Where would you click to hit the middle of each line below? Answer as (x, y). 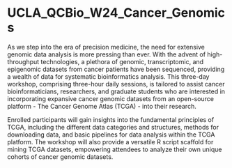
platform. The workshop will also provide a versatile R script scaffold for (110, 142)
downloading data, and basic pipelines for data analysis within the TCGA (111, 135)
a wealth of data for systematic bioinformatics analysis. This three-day (108, 76)
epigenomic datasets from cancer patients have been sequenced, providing (116, 69)
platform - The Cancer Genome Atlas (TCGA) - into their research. (102, 106)
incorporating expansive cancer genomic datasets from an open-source (111, 98)
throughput (23, 61)
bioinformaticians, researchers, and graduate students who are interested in (116, 91)
